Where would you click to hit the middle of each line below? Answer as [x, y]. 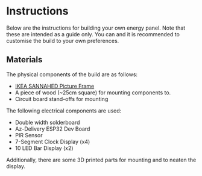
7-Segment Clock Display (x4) [52, 142]
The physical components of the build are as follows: [72, 74]
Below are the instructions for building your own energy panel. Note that [96, 28]
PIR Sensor [29, 135]
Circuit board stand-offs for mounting [62, 99]
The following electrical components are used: [64, 111]
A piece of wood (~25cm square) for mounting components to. [93, 93]
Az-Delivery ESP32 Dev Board [52, 129]
